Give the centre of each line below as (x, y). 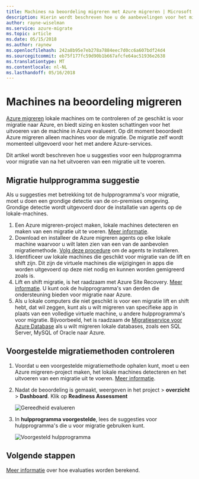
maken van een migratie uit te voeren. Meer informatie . (82, 231)
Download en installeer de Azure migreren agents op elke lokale (93, 238)
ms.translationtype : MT (36, 61)
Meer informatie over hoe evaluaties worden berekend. (73, 470)
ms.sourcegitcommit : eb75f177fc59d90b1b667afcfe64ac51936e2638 (86, 56)
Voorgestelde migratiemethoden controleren (90, 351)
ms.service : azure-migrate (39, 28)
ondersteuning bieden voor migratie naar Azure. (73, 295)
